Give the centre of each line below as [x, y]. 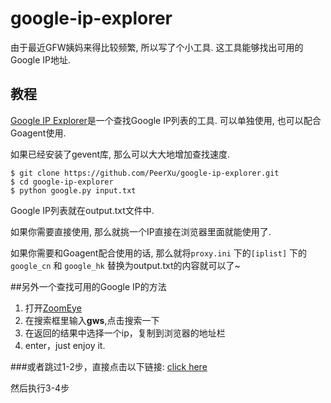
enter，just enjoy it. [65, 345]
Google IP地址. [41, 59]
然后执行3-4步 [40, 388]
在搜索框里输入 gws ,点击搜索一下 [92, 320]
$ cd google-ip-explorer [62, 182]
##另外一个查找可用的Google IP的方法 [88, 286]
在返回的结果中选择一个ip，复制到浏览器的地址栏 [125, 333]
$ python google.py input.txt [73, 190]
